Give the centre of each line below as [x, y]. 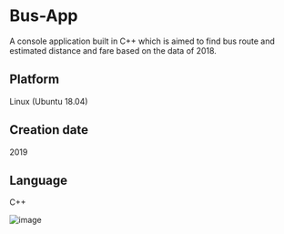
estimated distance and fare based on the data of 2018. [113, 50]
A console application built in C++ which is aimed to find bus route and [142, 41]
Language [39, 180]
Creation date [49, 130]
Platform [35, 80]
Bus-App [44, 16]
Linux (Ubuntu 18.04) [49, 101]
